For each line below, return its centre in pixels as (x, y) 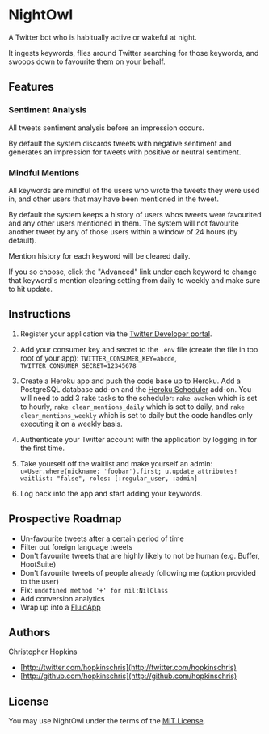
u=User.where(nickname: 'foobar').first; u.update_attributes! (129, 471)
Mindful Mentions (44, 173)
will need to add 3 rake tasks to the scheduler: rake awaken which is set (139, 398)
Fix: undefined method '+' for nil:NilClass (94, 590)
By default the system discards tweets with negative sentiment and (120, 143)
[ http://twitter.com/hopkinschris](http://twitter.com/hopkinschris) (128, 668)
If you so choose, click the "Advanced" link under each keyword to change (132, 272)
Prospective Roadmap (65, 519)
